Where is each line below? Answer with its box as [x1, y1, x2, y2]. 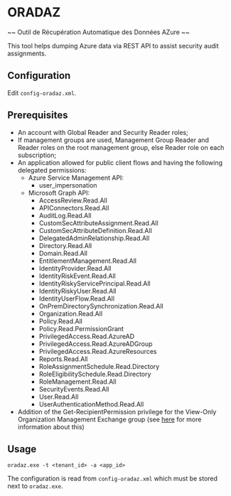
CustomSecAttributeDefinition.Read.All [38, 226, 153, 234]
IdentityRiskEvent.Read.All [38, 271, 116, 280]
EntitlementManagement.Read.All [38, 257, 137, 265]
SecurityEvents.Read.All [38, 384, 109, 393]
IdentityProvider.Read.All [38, 264, 112, 272]
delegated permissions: [17, 166, 87, 174]
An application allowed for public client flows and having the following [17, 158, 222, 167]
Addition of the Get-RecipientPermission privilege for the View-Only [17, 407, 217, 416]
